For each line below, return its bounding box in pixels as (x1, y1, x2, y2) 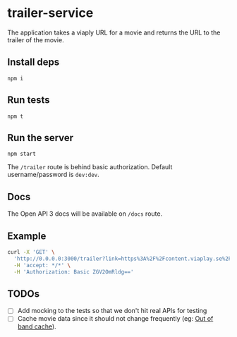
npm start (7, 150, 37, 158)
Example (7, 230, 47, 242)
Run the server (7, 132, 74, 144)
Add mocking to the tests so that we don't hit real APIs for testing (17, 307, 207, 315)
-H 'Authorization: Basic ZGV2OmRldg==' (13, 268, 134, 276)
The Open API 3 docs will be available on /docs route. (7, 209, 163, 218)
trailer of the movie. (7, 35, 65, 44)
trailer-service (7, 5, 94, 21)
